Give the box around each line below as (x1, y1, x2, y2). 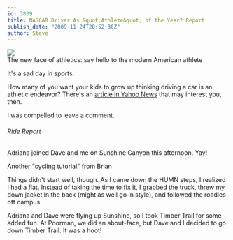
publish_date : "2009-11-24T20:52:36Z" (7, 23, 120, 30)
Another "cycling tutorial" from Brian (7, 162, 112, 171)
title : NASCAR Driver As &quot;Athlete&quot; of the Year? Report (7, 17, 205, 24)
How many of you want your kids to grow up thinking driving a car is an (7, 83, 213, 91)
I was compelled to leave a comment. (7, 111, 115, 119)
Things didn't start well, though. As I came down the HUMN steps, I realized (7, 176, 226, 184)
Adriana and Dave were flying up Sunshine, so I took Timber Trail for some (7, 211, 222, 220)
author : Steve (7, 29, 49, 37)
